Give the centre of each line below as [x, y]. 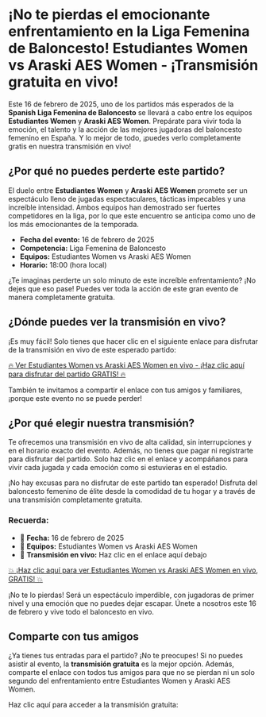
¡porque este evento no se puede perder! [75, 398]
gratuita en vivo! [64, 82]
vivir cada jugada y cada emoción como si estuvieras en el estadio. [118, 468]
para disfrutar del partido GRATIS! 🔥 [67, 374]
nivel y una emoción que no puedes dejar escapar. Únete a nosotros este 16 [132, 603]
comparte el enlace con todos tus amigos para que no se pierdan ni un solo [132, 673]
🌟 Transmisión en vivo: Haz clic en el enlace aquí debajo [113, 554]
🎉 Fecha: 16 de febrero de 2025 [72, 538]
